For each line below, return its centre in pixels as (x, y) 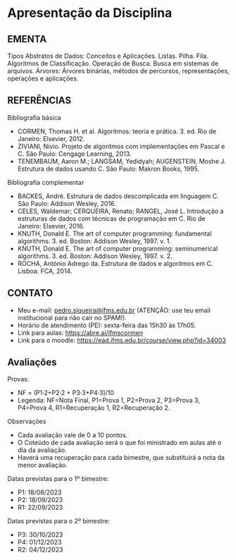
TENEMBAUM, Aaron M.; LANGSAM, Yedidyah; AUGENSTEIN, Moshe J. (122, 161)
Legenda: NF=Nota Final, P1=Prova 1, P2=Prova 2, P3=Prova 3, (109, 401)
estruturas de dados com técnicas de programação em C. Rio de (111, 218)
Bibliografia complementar (46, 182)
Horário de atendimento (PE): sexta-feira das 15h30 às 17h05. (107, 325)
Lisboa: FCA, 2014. (45, 271)
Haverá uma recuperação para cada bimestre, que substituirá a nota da (121, 458)
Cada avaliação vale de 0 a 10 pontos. (73, 435)
